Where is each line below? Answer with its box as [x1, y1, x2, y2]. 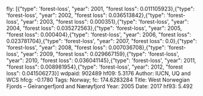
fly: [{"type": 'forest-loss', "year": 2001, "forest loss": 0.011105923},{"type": [6, 5, 195, 12]
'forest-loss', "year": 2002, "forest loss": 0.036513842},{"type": [6, 12, 166, 19]
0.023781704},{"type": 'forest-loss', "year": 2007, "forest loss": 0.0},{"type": [6, 38, 198, 44]
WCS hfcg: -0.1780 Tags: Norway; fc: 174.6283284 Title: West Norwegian [6, 76, 190, 83]
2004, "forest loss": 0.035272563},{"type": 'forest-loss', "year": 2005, [6, 24, 182, 32]
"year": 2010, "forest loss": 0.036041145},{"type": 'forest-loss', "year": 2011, [6, 57, 196, 64]
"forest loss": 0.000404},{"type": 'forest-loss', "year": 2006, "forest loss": [6, 31, 191, 38]
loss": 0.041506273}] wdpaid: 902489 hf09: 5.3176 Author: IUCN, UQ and [6, 70, 191, 77]
